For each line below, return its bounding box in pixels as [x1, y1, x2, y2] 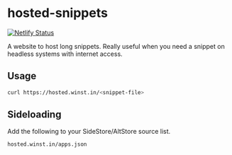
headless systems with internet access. [7, 50, 123, 58]
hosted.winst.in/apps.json [7, 141, 87, 148]
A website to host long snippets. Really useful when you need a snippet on [7, 42, 225, 50]
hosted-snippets [7, 5, 109, 21]
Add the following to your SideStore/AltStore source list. [7, 127, 171, 136]
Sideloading [7, 108, 62, 121]
